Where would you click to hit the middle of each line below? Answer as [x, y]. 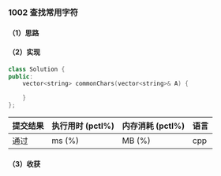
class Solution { [37, 69]
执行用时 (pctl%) [83, 126]
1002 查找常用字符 [43, 12]
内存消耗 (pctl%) [154, 126]
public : [21, 76]
